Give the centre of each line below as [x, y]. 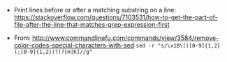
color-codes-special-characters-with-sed [74, 45]
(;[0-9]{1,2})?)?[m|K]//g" [53, 52]
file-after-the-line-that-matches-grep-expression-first [91, 24]
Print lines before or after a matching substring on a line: [95, 10]
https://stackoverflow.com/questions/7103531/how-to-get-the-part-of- [116, 17]
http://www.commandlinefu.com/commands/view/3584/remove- [126, 38]
